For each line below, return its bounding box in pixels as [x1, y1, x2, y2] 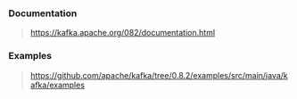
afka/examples [29, 79, 86, 90]
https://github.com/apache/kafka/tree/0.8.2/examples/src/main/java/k [29, 70, 289, 80]
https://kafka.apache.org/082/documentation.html [29, 28, 216, 38]
